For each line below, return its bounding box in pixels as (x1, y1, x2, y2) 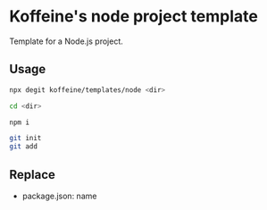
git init (9, 134, 42, 143)
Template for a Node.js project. (9, 36, 123, 46)
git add (9, 142, 38, 151)
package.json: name (21, 190, 97, 201)
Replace (9, 167, 56, 182)
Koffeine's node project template (9, 6, 259, 27)
